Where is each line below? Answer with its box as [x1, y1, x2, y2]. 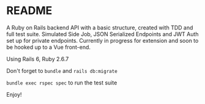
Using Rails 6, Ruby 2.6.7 [6, 55, 69, 62]
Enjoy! [6, 91, 23, 98]
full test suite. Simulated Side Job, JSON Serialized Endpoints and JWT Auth [6, 30, 199, 37]
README [6, 4, 53, 18]
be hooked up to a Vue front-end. [6, 43, 91, 51]
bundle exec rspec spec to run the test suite [6, 79, 117, 86]
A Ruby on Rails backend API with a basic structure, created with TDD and [6, 24, 193, 31]
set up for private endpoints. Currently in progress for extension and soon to [6, 37, 199, 44]
